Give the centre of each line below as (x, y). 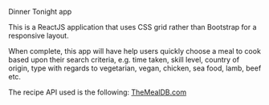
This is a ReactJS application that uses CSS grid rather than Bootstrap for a (132, 27)
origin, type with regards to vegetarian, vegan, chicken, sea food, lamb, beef (135, 68)
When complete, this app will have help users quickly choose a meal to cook (134, 51)
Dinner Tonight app (40, 12)
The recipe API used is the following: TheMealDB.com (98, 92)
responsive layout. (39, 36)
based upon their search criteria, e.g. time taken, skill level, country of (124, 60)
